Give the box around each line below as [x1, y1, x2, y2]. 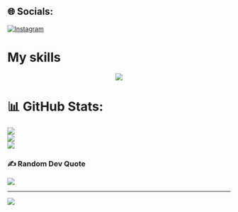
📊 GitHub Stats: [7, 99, 104, 114]
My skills [7, 50, 62, 65]
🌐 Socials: [7, 6, 54, 18]
